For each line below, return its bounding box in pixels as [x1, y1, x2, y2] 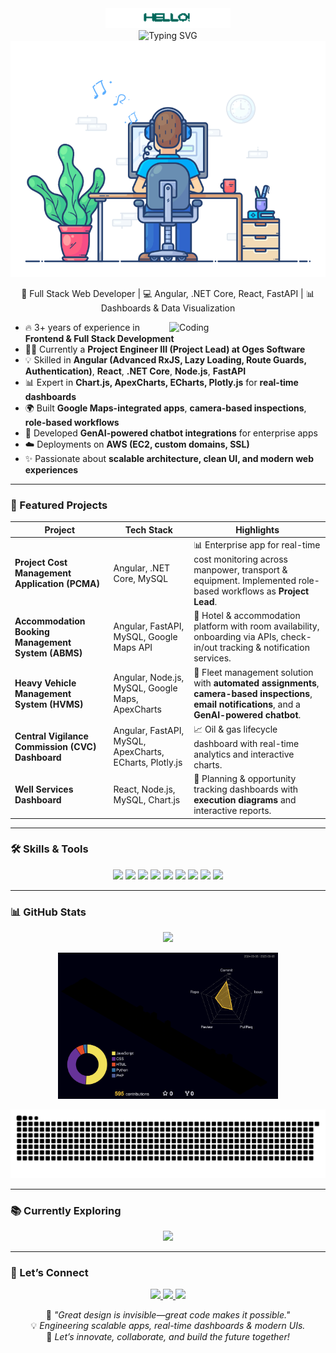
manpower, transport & [193, 564, 288, 576]
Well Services [14, 783, 74, 796]
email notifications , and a [193, 698, 301, 710]
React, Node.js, [113, 783, 176, 796]
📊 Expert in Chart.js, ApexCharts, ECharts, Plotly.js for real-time [24, 377, 299, 388]
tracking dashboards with [193, 783, 299, 796]
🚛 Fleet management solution [193, 666, 314, 678]
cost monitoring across [193, 553, 288, 566]
